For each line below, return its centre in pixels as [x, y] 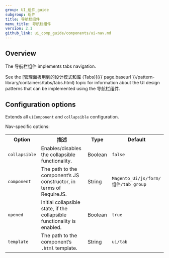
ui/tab [120, 242]
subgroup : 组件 [20, 15]
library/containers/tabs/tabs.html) [40, 82]
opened [16, 215]
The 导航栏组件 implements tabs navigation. [51, 66]
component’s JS [60, 175]
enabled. [51, 227]
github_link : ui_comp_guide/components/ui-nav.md [58, 33]
